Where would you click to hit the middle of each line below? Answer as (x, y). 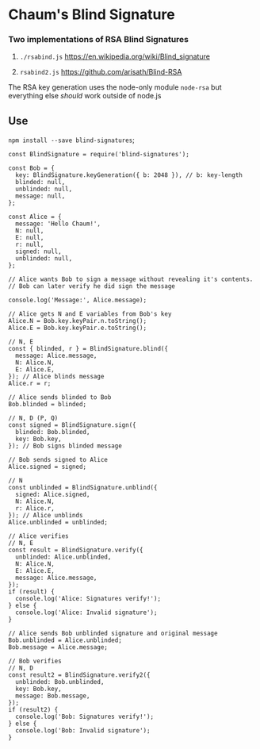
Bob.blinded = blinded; (48, 405)
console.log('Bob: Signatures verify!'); (85, 717)
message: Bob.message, (53, 696)
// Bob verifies (35, 661)
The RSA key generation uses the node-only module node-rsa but (115, 87)
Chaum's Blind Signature (92, 15)
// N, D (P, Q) (33, 418)
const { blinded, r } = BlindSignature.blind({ (88, 349)
